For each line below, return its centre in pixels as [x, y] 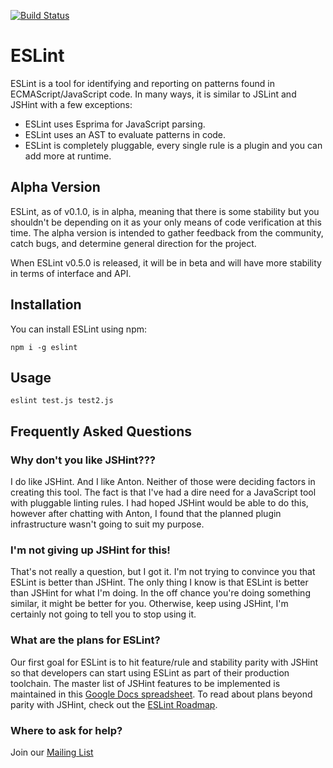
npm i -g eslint [44, 347]
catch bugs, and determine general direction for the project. [133, 243]
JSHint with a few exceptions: [71, 104]
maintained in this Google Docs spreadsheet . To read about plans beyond [161, 694]
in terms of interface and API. [71, 273]
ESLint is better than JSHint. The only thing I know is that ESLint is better [159, 582]
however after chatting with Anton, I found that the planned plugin [146, 514]
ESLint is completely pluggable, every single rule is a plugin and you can [173, 145]
